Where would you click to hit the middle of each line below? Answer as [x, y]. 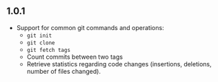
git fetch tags [48, 50]
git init [39, 36]
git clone [41, 43]
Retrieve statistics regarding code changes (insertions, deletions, [119, 64]
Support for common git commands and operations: [90, 27]
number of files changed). [64, 71]
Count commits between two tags [75, 57]
